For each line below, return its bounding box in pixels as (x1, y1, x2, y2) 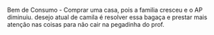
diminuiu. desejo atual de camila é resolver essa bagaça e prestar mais (7, 13, 208, 21)
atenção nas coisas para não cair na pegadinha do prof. (7, 21, 165, 28)
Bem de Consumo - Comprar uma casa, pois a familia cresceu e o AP (7, 6, 203, 14)
